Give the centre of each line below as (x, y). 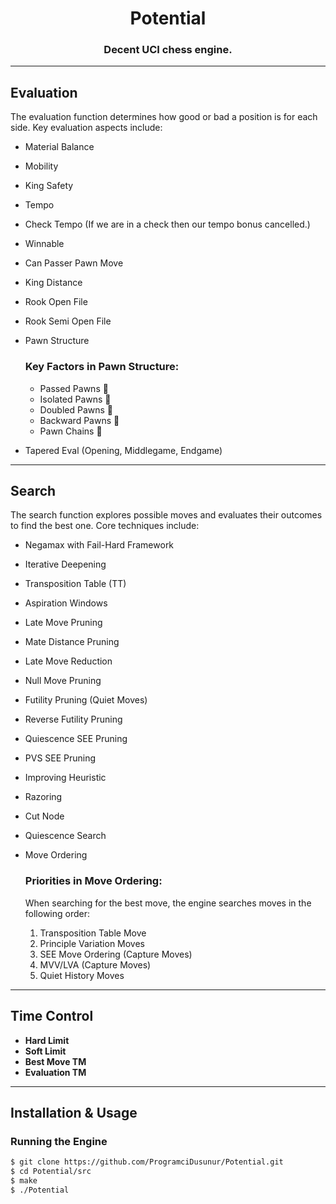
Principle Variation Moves (92, 943)
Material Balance (59, 147)
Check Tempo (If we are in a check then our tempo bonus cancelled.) (167, 224)
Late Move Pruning (63, 623)
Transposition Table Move (93, 933)
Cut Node (44, 816)
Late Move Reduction (68, 661)
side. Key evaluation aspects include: (86, 128)
